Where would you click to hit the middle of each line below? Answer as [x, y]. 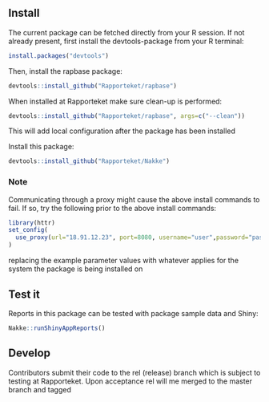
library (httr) [32, 223]
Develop [29, 353]
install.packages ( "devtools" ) [59, 55]
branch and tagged [40, 389]
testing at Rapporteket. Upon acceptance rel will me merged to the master [130, 381]
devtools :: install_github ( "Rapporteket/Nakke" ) [89, 161]
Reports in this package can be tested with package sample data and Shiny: [133, 313]
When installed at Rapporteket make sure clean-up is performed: [115, 101]
